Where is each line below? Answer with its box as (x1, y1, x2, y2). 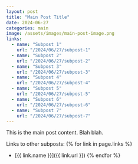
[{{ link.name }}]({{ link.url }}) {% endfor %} (14, 152, 121, 159)
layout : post (6, 8, 38, 15)
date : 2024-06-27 (6, 19, 49, 25)
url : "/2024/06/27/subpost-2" (17, 58, 91, 64)
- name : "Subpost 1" (11, 42, 62, 48)
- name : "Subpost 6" (11, 96, 62, 102)
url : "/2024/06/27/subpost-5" (17, 91, 91, 97)
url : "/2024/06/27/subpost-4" (17, 80, 91, 86)
